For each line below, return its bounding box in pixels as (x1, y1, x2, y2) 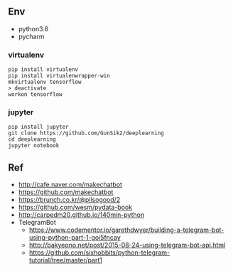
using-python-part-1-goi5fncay (28, 233, 121, 242)
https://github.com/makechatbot (18, 188, 114, 196)
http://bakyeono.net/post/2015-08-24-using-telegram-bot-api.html (28, 241, 226, 250)
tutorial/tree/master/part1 (28, 256, 102, 265)
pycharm (18, 32, 45, 41)
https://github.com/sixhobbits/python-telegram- (28, 248, 170, 257)
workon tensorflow (8, 91, 63, 98)
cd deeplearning (8, 136, 56, 143)
